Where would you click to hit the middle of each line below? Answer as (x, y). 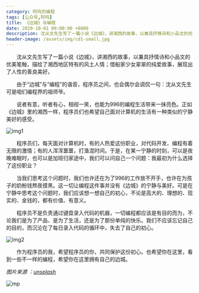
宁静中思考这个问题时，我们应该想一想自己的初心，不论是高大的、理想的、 (97, 193)
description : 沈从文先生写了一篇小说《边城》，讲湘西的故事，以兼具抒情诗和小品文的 (97, 34)
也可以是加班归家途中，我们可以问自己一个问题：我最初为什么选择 (112, 158)
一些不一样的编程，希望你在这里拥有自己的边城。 (71, 259)
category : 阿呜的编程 (31, 12)
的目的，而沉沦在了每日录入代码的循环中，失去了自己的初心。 (81, 228)
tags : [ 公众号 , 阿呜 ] (29, 17)
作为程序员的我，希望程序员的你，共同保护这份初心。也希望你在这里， (102, 252)
